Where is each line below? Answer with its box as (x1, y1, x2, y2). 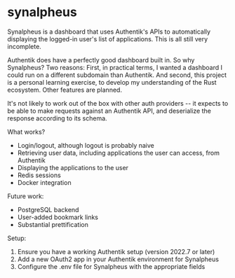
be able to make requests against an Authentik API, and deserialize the (7, 106, 212, 115)
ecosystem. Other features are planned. (7, 85, 123, 94)
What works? (7, 127, 46, 136)
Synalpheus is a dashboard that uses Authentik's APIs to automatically (7, 27, 211, 36)
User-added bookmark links (17, 213, 99, 221)
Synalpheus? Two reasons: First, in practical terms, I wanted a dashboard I (7, 63, 223, 71)
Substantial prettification (17, 220, 89, 228)
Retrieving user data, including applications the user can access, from (17, 148, 220, 157)
